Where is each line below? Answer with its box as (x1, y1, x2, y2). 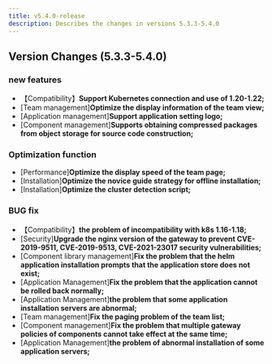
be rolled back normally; (19, 286, 105, 296)
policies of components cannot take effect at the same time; (19, 329, 228, 339)
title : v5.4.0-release (8, 11, 85, 20)
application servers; (19, 346, 91, 356)
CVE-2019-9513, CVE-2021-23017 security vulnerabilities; (59, 242, 262, 252)
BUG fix (8, 205, 39, 217)
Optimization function (8, 149, 97, 160)
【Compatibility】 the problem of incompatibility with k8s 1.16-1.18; (19, 225, 247, 235)
